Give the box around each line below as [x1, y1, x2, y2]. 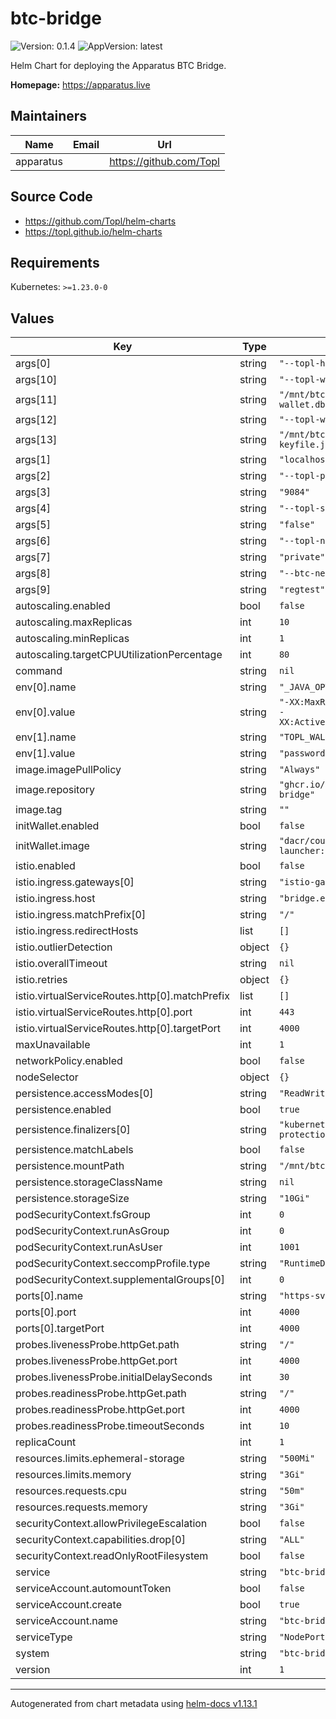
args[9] [15, 583, 51, 597]
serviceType [15, 1630, 73, 1644]
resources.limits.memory [15, 1468, 132, 1482]
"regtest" [278, 584, 326, 596]
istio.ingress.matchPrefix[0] [15, 908, 147, 922]
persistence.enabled [15, 1103, 112, 1117]
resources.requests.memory [15, 1500, 148, 1514]
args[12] [15, 413, 58, 427]
